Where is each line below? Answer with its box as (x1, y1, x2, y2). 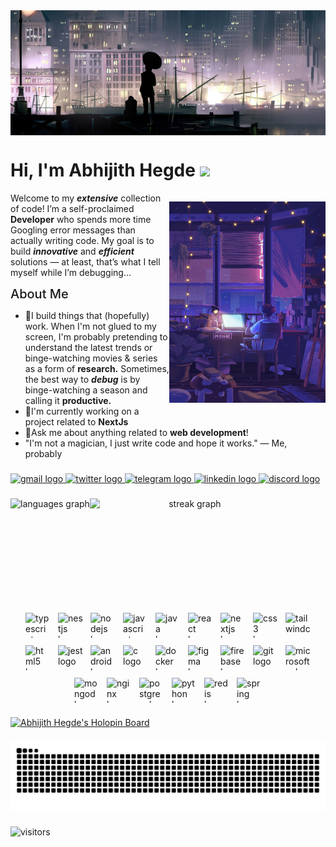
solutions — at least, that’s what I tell (10, 255, 161, 268)
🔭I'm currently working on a (24, 405, 140, 417)
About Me (10, 285, 69, 302)
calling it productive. (24, 394, 112, 406)
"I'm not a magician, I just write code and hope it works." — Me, (24, 437, 288, 449)
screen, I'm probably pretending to (24, 330, 168, 343)
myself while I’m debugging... (10, 266, 132, 278)
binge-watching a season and (24, 384, 148, 396)
